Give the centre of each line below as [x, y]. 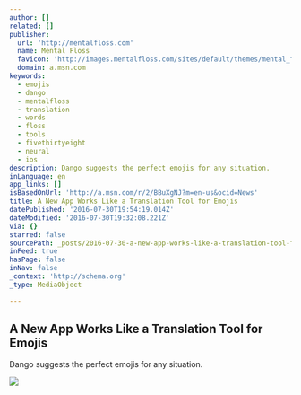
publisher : [30, 34]
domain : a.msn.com [52, 68]
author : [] [30, 18]
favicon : [34, 59]
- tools [32, 135]
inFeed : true [34, 251]
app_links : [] [36, 185]
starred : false [38, 234]
